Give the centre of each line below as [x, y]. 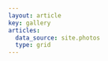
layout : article [35, 15]
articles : [24, 30]
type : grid [33, 45]
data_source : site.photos [58, 38]
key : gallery [30, 23]
